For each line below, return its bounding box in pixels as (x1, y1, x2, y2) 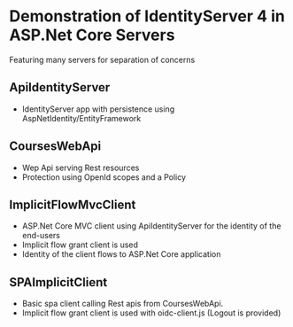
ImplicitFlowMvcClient (9, 197, 136, 212)
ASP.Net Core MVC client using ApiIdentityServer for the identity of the (21, 221, 281, 231)
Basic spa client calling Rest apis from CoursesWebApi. (21, 299, 224, 309)
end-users (21, 230, 60, 241)
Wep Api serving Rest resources (21, 162, 140, 173)
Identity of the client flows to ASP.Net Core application (21, 249, 221, 260)
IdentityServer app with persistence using (21, 104, 175, 114)
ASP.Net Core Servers (9, 25, 175, 45)
